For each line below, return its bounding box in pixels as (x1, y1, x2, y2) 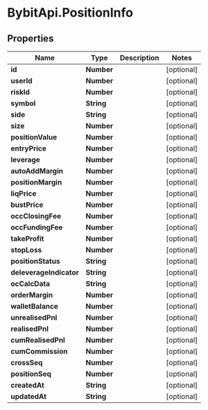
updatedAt (10, 392, 47, 401)
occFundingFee (10, 223, 63, 232)
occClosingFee (10, 212, 61, 221)
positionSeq (10, 369, 52, 379)
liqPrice (10, 189, 37, 198)
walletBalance (10, 302, 59, 311)
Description (119, 53, 159, 62)
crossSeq (10, 358, 43, 367)
